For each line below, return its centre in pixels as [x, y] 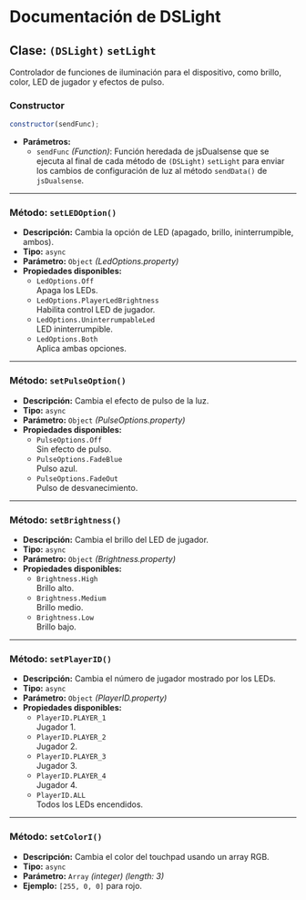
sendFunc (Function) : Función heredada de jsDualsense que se [153, 151]
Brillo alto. [55, 588]
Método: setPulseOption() [68, 381]
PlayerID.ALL [61, 796]
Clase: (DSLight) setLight [83, 51]
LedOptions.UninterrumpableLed [96, 321]
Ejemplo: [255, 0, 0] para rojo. [82, 885]
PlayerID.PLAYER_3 [71, 757]
